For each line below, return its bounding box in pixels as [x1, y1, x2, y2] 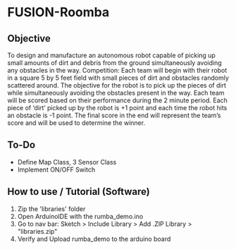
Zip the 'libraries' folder [17, 204, 86, 213]
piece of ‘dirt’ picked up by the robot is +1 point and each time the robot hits [7, 104, 228, 112]
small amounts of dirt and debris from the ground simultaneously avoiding [7, 59, 222, 67]
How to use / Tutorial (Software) [7, 186, 150, 198]
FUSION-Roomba [7, 4, 110, 20]
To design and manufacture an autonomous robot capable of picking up [7, 51, 216, 59]
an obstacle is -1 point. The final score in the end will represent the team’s [7, 111, 221, 119]
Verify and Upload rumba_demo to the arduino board [17, 234, 171, 243]
